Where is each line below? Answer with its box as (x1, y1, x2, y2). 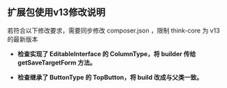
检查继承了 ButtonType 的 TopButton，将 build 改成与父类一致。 (17, 73, 203, 81)
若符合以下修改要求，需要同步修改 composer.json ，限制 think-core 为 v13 (7, 26, 220, 35)
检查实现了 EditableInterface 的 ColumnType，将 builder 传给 (17, 49, 196, 58)
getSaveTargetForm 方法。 (17, 58, 96, 67)
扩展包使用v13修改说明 (7, 6, 106, 19)
